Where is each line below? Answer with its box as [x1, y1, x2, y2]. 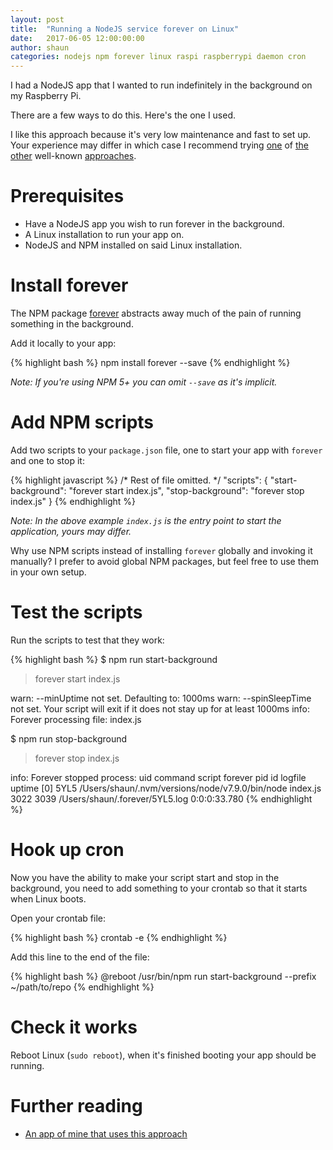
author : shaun [10, 42, 70, 53]
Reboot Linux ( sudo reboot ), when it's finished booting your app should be [10, 1049, 317, 1061]
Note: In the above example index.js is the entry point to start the [10, 514, 282, 526]
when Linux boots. [10, 892, 87, 905]
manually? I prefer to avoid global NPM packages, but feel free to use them [10, 555, 319, 567]
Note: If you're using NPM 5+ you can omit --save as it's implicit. [10, 376, 278, 388]
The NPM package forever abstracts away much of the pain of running [10, 307, 302, 319]
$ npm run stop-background [10, 732, 128, 745]
